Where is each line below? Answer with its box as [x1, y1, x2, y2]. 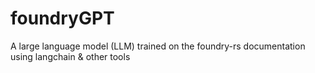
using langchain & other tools [10, 50, 131, 62]
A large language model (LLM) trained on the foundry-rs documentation [10, 40, 306, 52]
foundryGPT [10, 7, 115, 30]
